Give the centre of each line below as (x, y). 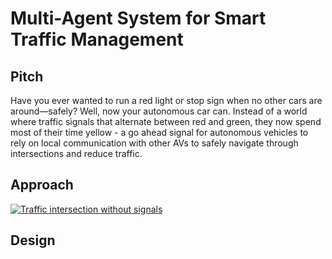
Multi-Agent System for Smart (138, 18)
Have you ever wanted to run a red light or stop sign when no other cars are (166, 100)
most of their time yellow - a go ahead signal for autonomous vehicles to (159, 132)
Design (33, 240)
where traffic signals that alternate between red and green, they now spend (166, 121)
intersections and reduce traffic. (76, 153)
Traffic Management (97, 39)
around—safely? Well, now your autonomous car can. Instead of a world (159, 111)
